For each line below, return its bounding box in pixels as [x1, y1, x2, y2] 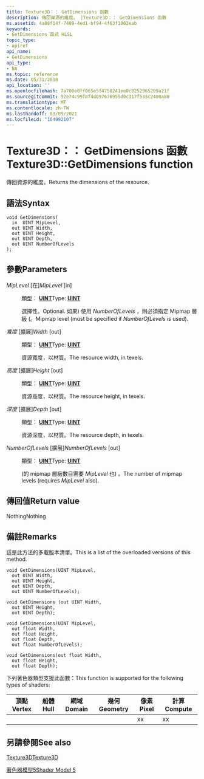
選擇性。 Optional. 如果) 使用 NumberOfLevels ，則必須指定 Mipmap [21, 307, 191, 315]
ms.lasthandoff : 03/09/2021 [6, 111, 78, 117]
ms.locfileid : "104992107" [6, 116, 75, 122]
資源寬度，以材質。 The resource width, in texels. [21, 354, 144, 361]
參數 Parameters [6, 264, 67, 275]
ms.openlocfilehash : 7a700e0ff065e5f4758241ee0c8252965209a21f [6, 88, 170, 94]
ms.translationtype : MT [6, 99, 67, 105]
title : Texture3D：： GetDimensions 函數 [6, 9, 109, 15]
